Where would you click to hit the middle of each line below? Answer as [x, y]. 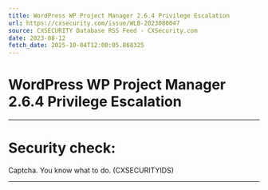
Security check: [62, 148]
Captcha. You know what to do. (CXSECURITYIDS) [91, 170]
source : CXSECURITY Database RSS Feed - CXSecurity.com [103, 30]
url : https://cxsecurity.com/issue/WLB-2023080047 [94, 23]
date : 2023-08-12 [37, 38]
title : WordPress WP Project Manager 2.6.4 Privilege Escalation [119, 16]
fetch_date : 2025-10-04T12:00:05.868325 [77, 46]
